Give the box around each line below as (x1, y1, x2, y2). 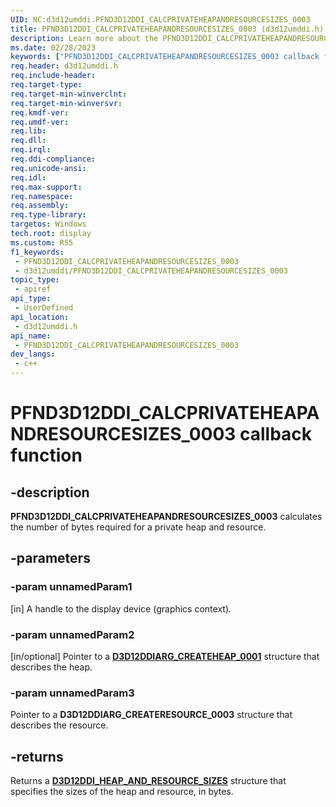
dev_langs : (10, 349, 56, 360)
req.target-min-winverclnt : (10, 89, 128, 99)
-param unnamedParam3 (10, 686, 135, 700)
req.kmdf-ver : (10, 107, 70, 118)
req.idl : (10, 172, 47, 183)
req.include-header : (10, 71, 97, 81)
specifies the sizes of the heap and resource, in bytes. (10, 786, 234, 798)
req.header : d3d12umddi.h (10, 61, 118, 71)
